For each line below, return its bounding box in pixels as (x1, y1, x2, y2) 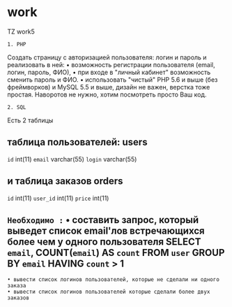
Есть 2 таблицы (7, 116, 54, 124)
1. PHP (7, 41, 26, 48)
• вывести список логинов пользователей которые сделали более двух (7, 288, 210, 296)
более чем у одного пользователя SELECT (7, 236, 201, 248)
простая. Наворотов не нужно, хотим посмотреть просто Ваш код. (7, 90, 207, 99)
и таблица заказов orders (7, 176, 123, 187)
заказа (7, 283, 26, 290)
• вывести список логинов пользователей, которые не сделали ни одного (7, 276, 219, 283)
